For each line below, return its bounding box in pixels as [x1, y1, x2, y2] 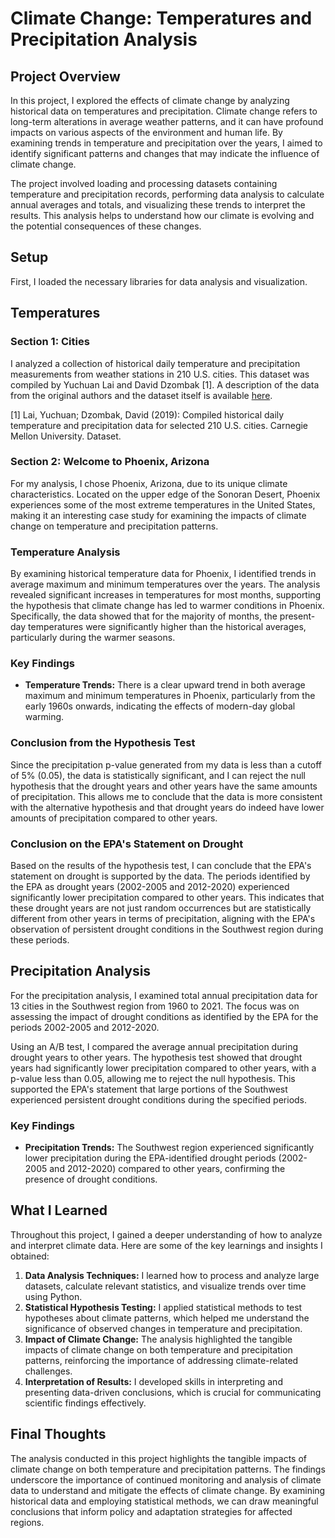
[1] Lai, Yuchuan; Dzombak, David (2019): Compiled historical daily [10, 408, 285, 421]
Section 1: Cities [10, 335, 90, 349]
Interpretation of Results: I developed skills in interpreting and [24, 1375, 283, 1387]
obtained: [10, 1250, 50, 1262]
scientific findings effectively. [24, 1397, 147, 1409]
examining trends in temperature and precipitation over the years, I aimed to [10, 137, 323, 149]
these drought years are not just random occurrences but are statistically [10, 902, 312, 914]
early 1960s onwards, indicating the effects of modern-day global [24, 700, 296, 712]
